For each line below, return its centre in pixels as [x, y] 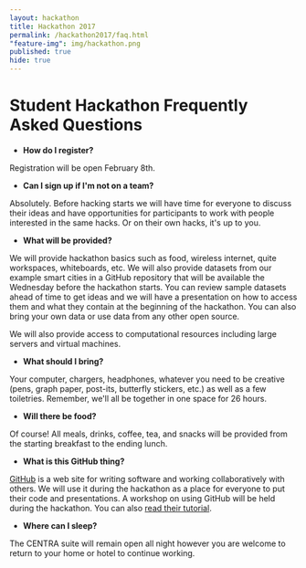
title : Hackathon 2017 [53, 26]
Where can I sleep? [60, 525]
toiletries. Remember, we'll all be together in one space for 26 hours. [138, 398]
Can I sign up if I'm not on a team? [88, 185]
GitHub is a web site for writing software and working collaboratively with [147, 479]
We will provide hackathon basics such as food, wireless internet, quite [143, 258]
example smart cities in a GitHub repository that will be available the [137, 277]
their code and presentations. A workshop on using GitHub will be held [142, 498]
